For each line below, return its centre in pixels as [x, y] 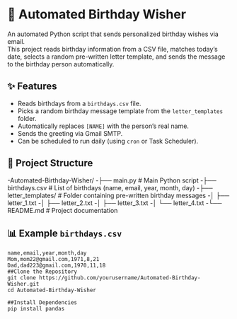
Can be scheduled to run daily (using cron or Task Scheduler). [108, 141]
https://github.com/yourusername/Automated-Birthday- [120, 278]
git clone [22, 278]
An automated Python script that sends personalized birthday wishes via [113, 34]
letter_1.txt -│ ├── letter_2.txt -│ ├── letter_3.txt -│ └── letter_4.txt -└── [115, 203]
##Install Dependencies [42, 303]
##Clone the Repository [42, 272]
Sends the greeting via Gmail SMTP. [70, 133]
